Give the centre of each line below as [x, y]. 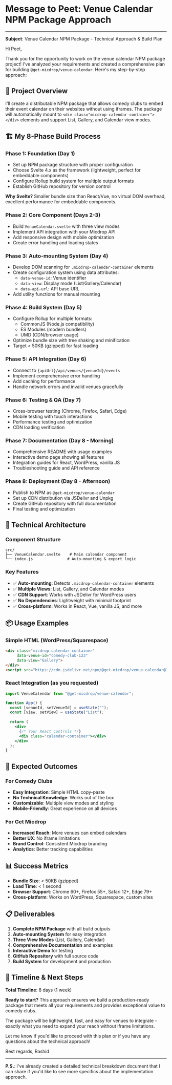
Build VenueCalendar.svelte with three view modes [66, 226]
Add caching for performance [44, 381]
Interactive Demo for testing [43, 950]
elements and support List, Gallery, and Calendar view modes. [86, 120]
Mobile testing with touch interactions [52, 416]
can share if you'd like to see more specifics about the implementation [79, 1071]
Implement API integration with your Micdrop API [64, 231]
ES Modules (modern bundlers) [53, 329]
